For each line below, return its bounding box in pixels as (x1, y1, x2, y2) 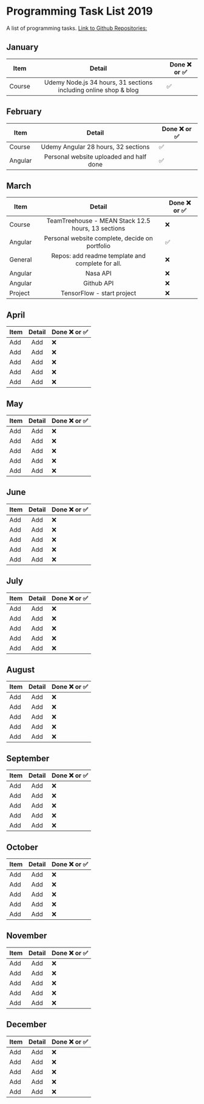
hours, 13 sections (72, 224, 126, 233)
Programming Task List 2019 (6, 4, 153, 18)
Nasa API (85, 269, 112, 278)
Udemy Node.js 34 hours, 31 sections (44, 78, 153, 87)
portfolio (86, 242, 111, 251)
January (6, 42, 39, 52)
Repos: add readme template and (51, 252, 146, 260)
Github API (83, 279, 114, 288)
